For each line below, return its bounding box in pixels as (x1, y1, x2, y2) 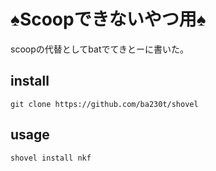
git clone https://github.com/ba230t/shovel (10, 99, 199, 109)
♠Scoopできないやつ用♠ (10, 8, 207, 31)
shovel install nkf (10, 153, 92, 163)
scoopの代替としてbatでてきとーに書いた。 (10, 43, 190, 55)
